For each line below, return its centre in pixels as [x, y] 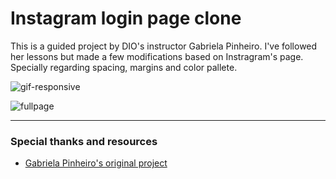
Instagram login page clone [126, 18]
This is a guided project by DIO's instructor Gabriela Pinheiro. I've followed [164, 46]
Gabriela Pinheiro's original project [96, 163]
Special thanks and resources [84, 141]
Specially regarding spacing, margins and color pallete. [124, 67]
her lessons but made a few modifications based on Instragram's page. [157, 56]
